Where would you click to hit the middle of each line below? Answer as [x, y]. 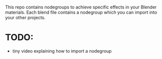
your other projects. [25, 17]
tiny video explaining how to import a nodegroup [62, 51]
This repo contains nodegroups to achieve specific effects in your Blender [81, 7]
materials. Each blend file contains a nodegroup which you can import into [81, 12]
